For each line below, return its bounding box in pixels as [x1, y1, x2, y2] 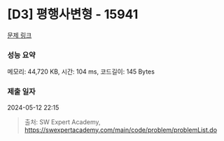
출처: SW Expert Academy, [24, 117, 101, 126]
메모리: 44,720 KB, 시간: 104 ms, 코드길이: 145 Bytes [7, 67, 155, 76]
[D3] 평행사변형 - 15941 [7, 6, 139, 22]
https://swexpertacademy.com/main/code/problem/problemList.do [24, 126, 218, 134]
